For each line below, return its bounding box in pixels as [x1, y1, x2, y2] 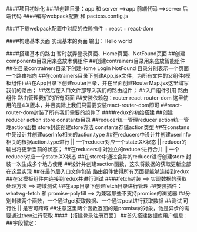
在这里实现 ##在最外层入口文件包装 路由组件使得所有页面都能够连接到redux [6, 168, 189, 175]
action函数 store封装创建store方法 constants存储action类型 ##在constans [11, 124, 190, 131]
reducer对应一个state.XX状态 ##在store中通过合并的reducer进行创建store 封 [6, 153, 192, 160]
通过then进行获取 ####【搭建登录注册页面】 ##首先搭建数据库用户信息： [11, 212, 189, 219]
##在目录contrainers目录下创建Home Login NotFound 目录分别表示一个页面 [6, 65, 189, 72]
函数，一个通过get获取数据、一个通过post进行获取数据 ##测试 [31, 197, 182, 204]
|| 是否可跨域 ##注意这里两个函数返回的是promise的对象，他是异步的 [17, 205, 185, 211]
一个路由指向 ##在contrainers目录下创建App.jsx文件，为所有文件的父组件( [6, 72, 185, 79]
